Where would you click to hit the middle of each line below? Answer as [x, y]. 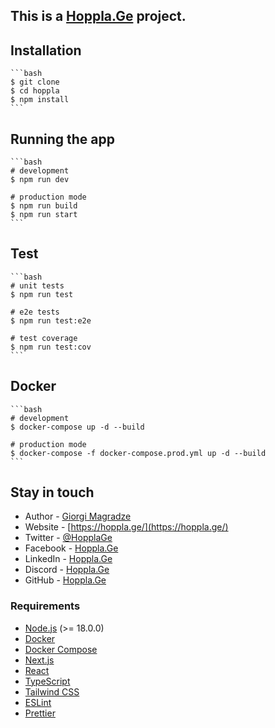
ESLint [38, 702]
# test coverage [44, 338]
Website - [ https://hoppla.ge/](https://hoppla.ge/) [126, 527]
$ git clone [35, 82]
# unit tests [37, 285]
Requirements [45, 606]
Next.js [39, 660]
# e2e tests [35, 312]
